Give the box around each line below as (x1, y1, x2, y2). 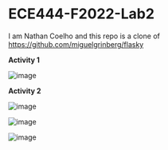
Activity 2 (8, 85, 41, 96)
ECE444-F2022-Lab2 (8, 5, 155, 23)
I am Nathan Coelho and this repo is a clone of (8, 31, 161, 41)
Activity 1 (8, 55, 40, 65)
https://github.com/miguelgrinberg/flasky (8, 39, 144, 49)
